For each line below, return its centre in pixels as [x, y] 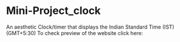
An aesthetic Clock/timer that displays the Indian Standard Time [84, 27]
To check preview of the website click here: [90, 33]
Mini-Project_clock [54, 11]
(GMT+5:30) [21, 33]
